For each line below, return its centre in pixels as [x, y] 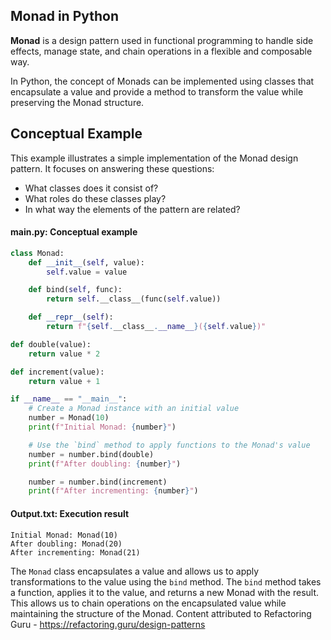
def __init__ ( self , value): [86, 262]
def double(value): [51, 344]
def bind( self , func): [75, 290]
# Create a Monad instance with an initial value [134, 409]
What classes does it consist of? [91, 188]
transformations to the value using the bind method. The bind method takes [166, 581]
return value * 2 [64, 354]
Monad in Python [65, 16]
